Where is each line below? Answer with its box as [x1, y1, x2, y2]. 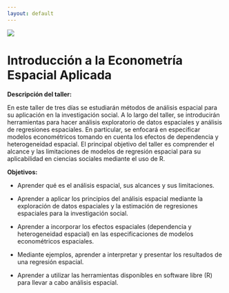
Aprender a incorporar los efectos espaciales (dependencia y [17, 222, 192, 230]
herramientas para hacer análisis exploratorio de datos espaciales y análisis [7, 118, 223, 126]
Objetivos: [7, 168, 38, 176]
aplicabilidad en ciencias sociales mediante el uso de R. [7, 154, 166, 162]
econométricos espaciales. [17, 237, 94, 245]
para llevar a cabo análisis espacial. [17, 278, 119, 286]
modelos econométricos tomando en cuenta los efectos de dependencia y [7, 132, 219, 141]
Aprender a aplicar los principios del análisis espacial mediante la [17, 194, 203, 203]
